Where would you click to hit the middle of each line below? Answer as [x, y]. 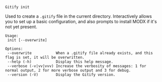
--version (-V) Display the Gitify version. [61, 75]
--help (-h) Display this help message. [60, 62]
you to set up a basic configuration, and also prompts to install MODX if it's [81, 21]
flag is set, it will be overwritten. [45, 57]
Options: [14, 49]
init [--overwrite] [27, 40]
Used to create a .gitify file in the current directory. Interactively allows [79, 16]
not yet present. [21, 27]
